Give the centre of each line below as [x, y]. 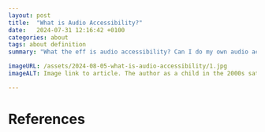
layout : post [30, 15]
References [47, 119]
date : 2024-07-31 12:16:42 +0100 [67, 30]
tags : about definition [47, 45]
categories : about [38, 37]
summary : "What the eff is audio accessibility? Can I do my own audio [128, 52]
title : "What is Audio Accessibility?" [76, 23]
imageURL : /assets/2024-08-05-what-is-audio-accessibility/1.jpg [118, 66]
